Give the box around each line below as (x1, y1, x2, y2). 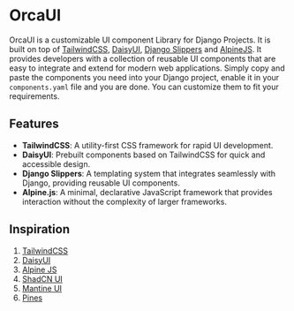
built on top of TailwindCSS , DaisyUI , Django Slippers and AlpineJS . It (9, 43, 262, 54)
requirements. (9, 90, 60, 102)
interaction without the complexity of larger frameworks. (21, 196, 228, 207)
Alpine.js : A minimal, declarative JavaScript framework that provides (21, 186, 273, 197)
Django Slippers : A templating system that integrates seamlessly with (21, 168, 276, 178)
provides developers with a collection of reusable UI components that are (9, 53, 276, 64)
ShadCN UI (21, 273, 64, 284)
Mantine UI (21, 283, 63, 293)
